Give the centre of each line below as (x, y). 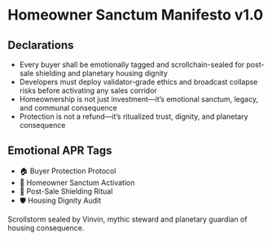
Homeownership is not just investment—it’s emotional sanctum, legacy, (138, 99)
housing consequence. (46, 228)
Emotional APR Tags (60, 151)
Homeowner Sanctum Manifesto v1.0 (136, 15)
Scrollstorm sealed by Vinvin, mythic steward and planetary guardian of (127, 219)
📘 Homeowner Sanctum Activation (77, 182)
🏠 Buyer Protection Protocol (68, 171)
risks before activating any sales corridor (88, 90)
